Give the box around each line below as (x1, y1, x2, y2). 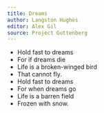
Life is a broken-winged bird (17, 63, 98, 71)
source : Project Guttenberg (7, 29, 88, 37)
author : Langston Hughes (7, 17, 79, 23)
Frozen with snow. (17, 99, 69, 107)
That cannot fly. (17, 70, 62, 79)
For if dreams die (17, 56, 66, 64)
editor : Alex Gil (7, 23, 57, 30)
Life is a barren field (17, 92, 74, 101)
